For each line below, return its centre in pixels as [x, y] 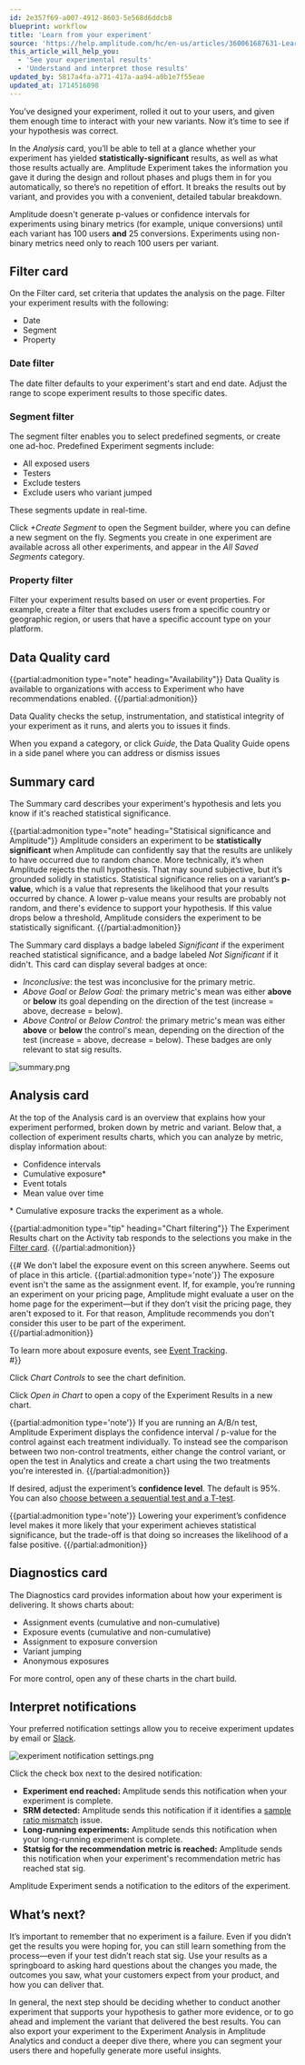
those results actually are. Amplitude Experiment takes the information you [149, 167]
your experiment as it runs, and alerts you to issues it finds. [120, 726]
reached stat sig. [54, 1869]
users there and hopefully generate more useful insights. [116, 2050]
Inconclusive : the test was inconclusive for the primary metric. [139, 981]
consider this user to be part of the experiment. [98, 1323]
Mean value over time [63, 1193]
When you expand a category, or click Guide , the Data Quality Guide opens [150, 744]
